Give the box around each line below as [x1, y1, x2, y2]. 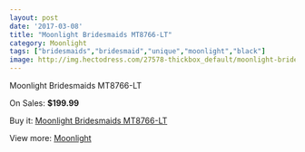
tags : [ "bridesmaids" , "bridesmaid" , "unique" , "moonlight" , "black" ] [9, 47, 266, 56]
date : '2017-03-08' [9, 22, 84, 31]
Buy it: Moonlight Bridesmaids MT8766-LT [9, 115, 168, 126]
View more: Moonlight [9, 133, 93, 143]
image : [9, 55, 34, 64]
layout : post [9, 13, 59, 23]
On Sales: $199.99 [9, 98, 80, 109]
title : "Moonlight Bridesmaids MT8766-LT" [9, 30, 172, 39]
